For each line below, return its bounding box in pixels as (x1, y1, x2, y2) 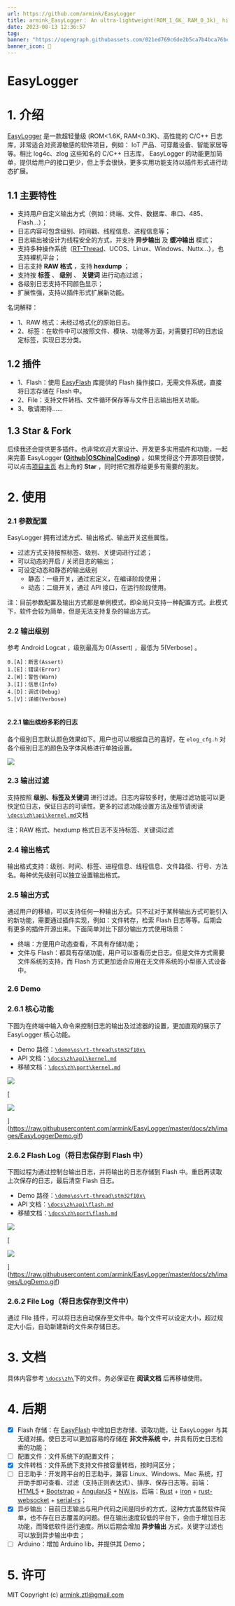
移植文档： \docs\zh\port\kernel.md (17, 1062, 121, 1071)
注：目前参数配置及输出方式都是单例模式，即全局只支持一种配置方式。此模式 (7, 598, 228, 607)
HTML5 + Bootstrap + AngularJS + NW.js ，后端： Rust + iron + (17, 1487, 197, 1496)
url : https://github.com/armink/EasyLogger (7, 10, 136, 18)
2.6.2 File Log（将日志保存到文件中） (7, 1296, 133, 1306)
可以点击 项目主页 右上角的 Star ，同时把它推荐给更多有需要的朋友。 (7, 462, 203, 471)
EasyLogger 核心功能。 (7, 1030, 75, 1039)
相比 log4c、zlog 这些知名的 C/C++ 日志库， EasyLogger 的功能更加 (19, 149, 217, 158)
